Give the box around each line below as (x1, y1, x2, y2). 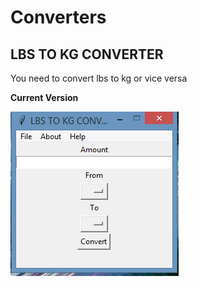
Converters (10, 6, 107, 29)
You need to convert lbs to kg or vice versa (10, 72, 188, 84)
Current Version (10, 92, 79, 103)
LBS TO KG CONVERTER (10, 46, 164, 63)
